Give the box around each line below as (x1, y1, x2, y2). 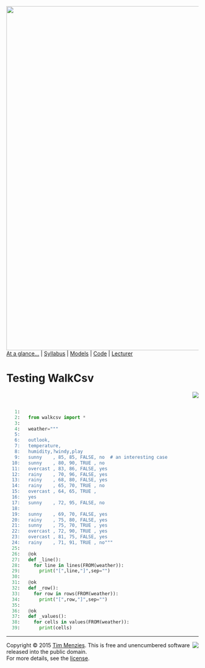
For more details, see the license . (6, 655, 90, 662)
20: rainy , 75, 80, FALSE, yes (12, 517, 108, 523)
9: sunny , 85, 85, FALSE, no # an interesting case (14, 454, 168, 460)
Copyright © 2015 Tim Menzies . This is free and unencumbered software (6, 642, 190, 649)
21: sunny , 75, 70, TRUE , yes (12, 522, 108, 529)
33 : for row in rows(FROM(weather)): (12, 590, 119, 596)
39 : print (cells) (12, 625, 72, 631)
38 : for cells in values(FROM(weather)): (12, 619, 130, 625)
